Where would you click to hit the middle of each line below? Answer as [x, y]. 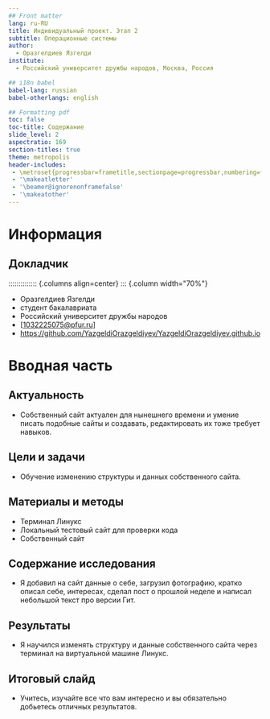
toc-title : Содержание [46, 127]
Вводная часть [61, 366]
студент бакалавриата [58, 308]
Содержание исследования [82, 563]
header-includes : [37, 165]
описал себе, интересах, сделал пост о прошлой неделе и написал [135, 592]
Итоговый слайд [52, 678]
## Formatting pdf [39, 112]
